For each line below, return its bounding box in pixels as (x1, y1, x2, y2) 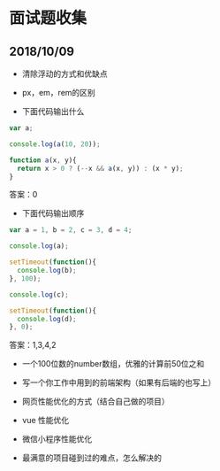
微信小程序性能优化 (21, 434, 93, 444)
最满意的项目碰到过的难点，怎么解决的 (21, 452, 162, 463)
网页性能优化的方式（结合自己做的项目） (21, 396, 170, 407)
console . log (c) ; (9, 290, 69, 299)
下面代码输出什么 (21, 106, 85, 116)
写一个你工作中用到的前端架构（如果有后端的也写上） (21, 377, 216, 388)
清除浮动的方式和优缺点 (21, 68, 108, 79)
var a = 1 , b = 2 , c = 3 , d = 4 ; (9, 226, 133, 235)
